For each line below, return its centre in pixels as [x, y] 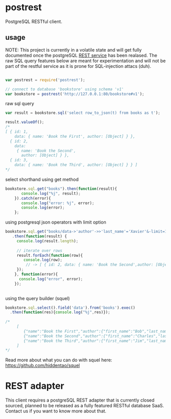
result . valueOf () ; [25, 122]
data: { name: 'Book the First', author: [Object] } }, [75, 136]
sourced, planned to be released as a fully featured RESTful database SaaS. [85, 406]
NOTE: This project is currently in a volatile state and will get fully [74, 50]
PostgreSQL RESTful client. [34, 21]
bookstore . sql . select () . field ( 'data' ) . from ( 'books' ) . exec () [70, 308]
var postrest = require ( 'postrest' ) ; [45, 80]
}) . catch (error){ [33, 198]
